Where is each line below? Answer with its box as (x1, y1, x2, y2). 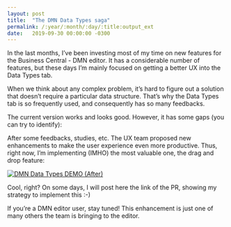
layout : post (7, 10, 45, 17)
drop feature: (7, 156, 45, 165)
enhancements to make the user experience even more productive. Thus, (7, 141, 218, 150)
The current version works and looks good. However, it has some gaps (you (7, 113, 225, 122)
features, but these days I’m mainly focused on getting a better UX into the (7, 64, 221, 72)
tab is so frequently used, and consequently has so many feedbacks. (7, 99, 205, 108)
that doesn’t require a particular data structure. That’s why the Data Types (7, 92, 219, 101)
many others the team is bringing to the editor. (7, 212, 141, 220)
